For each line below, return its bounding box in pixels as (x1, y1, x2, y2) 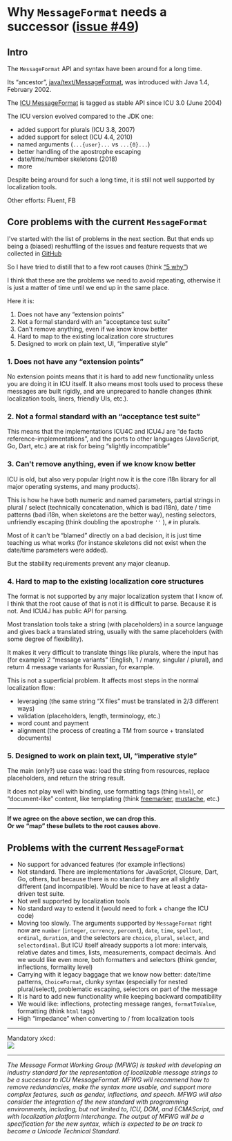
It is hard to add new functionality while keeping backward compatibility (17, 993, 222, 1001)
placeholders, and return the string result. (7, 774, 126, 783)
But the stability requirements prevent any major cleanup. (7, 559, 171, 567)
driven (17, 890, 36, 898)
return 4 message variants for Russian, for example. (7, 663, 155, 671)
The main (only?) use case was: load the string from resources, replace (7, 767, 210, 775)
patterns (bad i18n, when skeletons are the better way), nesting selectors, (7, 510, 217, 519)
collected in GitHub (7, 249, 62, 258)
